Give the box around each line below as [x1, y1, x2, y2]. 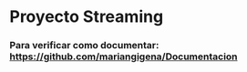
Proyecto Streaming [9, 6, 164, 27]
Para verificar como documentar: [9, 39, 160, 52]
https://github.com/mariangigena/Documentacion [9, 50, 239, 63]
